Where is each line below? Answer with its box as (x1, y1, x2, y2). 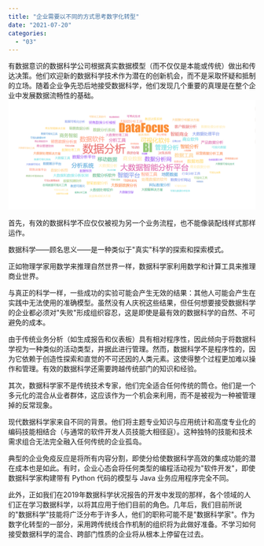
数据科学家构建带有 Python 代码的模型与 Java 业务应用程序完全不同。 (8, 473, 233, 482)
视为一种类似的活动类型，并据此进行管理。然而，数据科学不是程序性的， (14, 344, 249, 354)
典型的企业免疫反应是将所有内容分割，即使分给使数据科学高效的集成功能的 (8, 453, 249, 462)
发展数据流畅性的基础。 (21, 91, 98, 100)
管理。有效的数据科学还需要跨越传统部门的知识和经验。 (21, 363, 201, 373)
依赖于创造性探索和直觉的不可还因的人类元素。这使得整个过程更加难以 (21, 354, 249, 363)
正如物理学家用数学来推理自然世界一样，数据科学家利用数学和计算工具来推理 (8, 261, 256, 271)
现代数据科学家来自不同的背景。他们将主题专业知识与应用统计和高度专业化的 (8, 417, 256, 426)
